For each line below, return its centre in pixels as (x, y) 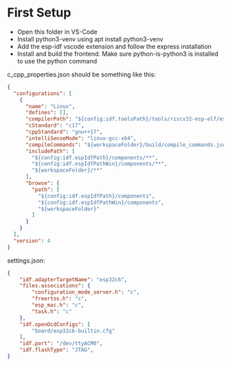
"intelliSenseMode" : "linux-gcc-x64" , (81, 138)
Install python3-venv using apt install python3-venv (90, 39)
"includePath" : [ (50, 151)
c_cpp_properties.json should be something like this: (81, 74)
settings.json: (26, 261)
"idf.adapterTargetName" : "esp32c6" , (74, 279)
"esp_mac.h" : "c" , (58, 305)
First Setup (39, 13)
